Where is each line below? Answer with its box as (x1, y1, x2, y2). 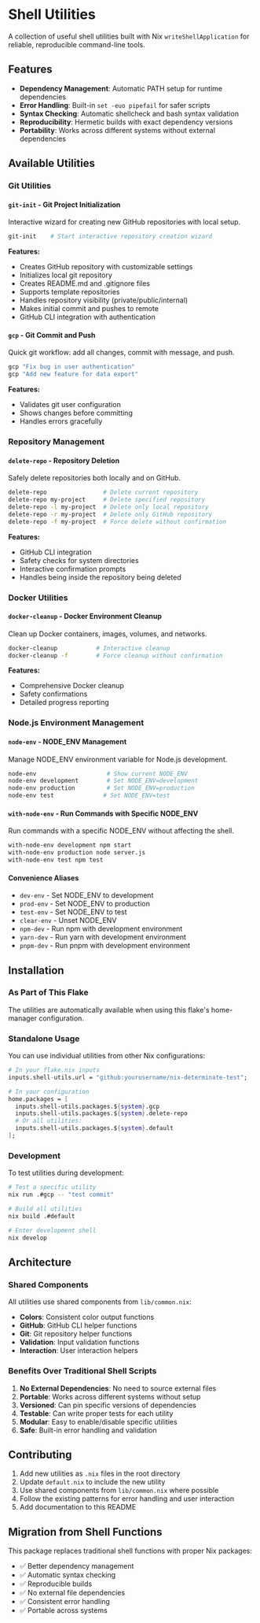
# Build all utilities (8, 1205, 82, 1214)
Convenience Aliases (8, 873, 79, 883)
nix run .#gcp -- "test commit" (8, 1191, 114, 1199)
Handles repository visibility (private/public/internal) (19, 295, 189, 305)
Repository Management (8, 436, 105, 447)
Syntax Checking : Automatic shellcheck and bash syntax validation (19, 109, 240, 118)
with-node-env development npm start (8, 841, 132, 850)
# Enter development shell (8, 1226, 97, 1234)
